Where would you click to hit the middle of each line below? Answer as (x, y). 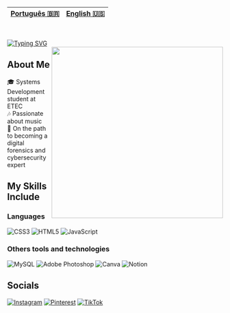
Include (23, 197)
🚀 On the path (27, 128)
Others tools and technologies (59, 249)
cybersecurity (27, 158)
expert (16, 164)
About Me (28, 65)
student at (22, 99)
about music (25, 121)
